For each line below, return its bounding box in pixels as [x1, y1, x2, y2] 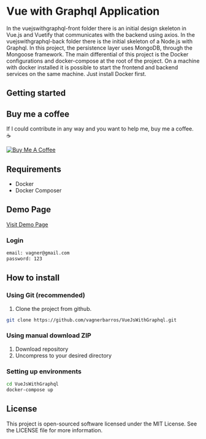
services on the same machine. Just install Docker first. [6, 70, 147, 77]
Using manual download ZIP [6, 331, 92, 340]
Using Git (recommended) [6, 291, 86, 300]
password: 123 [6, 256, 43, 262]
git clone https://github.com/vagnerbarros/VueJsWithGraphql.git [6, 317, 177, 323]
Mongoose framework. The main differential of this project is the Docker [6, 50, 189, 58]
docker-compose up [6, 386, 53, 393]
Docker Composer [15, 186, 62, 194]
